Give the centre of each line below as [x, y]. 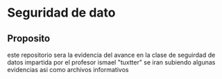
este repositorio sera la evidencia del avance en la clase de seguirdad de [111, 55]
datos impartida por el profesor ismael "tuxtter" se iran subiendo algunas [111, 62]
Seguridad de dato [61, 13]
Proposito [29, 38]
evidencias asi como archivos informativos [68, 70]
